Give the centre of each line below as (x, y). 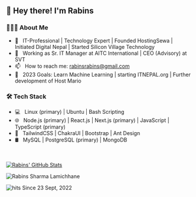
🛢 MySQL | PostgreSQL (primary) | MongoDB (71, 140)
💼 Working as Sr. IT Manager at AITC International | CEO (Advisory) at (101, 53)
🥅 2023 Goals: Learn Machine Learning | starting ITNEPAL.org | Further (102, 74)
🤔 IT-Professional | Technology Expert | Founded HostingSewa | (94, 40)
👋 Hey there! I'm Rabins (50, 11)
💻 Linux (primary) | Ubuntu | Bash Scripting (69, 111)
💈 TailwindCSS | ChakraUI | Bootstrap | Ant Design (77, 133)
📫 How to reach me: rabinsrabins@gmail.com (72, 66)
